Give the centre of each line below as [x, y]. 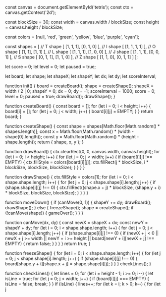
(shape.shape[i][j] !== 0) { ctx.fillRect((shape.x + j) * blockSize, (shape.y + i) [83, 187]
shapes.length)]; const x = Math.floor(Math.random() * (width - [69, 131]
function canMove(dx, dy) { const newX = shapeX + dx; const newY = [77, 222]
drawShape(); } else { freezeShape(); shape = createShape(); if [69, 208]
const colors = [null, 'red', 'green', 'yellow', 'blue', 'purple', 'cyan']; [72, 37]
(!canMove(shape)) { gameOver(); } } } [44, 213]
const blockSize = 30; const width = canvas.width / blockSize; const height [82, 22]
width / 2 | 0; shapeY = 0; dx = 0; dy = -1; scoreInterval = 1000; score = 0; [81, 91]
